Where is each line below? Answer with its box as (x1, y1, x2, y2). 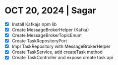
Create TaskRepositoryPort (11, 38, 67, 44)
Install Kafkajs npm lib (11, 21, 57, 27)
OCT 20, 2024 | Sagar (4, 5, 96, 16)
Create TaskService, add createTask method (11, 49, 103, 55)
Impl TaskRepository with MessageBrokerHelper (11, 43, 111, 49)
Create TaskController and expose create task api (11, 55, 114, 61)
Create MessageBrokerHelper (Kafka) (11, 27, 89, 32)
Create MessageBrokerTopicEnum (11, 32, 82, 38)
